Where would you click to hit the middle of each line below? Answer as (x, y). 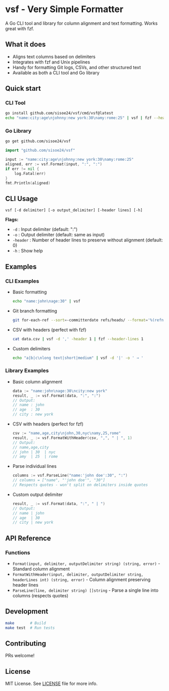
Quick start (23, 88)
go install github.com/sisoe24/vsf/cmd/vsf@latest (59, 113)
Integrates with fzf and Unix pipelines (51, 62)
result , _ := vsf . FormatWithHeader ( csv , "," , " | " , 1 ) (72, 438)
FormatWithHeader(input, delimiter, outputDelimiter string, (78, 575)
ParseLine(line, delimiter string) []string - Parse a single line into (85, 590)
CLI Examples (22, 281)
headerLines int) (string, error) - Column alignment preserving (81, 579)
